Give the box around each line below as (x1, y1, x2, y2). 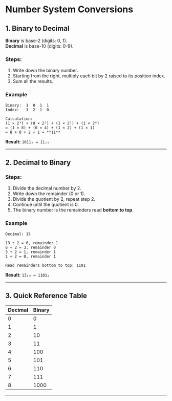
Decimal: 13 (5, 231, 31, 237)
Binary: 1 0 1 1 (5, 102, 50, 108)
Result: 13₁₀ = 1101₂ (5, 271, 50, 278)
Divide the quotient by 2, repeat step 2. (12, 196, 96, 202)
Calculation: (5, 116, 33, 121)
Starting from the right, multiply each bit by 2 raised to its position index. (12, 73, 165, 79)
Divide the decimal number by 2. (12, 185, 82, 192)
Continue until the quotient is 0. (12, 201, 79, 208)
